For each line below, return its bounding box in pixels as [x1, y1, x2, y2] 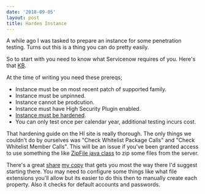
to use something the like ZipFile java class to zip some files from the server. [6, 149, 199, 157]
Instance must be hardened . [15, 111, 87, 119]
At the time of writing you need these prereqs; [6, 74, 122, 81]
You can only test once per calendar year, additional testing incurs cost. [15, 118, 196, 125]
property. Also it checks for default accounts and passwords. [6, 181, 160, 188]
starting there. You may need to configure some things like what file [6, 168, 177, 175]
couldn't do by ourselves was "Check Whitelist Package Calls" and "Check [6, 136, 195, 144]
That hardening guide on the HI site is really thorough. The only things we [6, 130, 192, 138]
